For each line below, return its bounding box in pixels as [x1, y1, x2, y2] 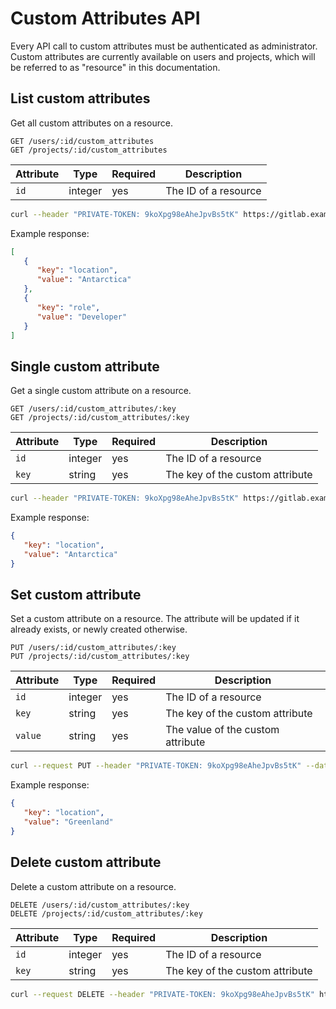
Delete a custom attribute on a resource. [10, 880, 177, 892]
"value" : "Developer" [36, 312, 128, 322]
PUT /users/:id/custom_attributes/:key [10, 643, 177, 653]
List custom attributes [10, 90, 151, 107]
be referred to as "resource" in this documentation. [10, 61, 221, 73]
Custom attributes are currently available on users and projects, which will [10, 50, 316, 62]
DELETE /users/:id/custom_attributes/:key [10, 900, 190, 910]
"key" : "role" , [36, 302, 101, 312]
